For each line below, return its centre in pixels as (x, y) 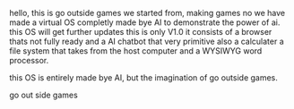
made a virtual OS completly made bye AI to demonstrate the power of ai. (145, 22)
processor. (29, 60)
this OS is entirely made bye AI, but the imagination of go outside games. (143, 78)
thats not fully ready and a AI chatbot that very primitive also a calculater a (147, 41)
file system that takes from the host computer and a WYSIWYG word (136, 51)
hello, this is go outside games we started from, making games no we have (147, 13)
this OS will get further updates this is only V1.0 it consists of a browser (141, 32)
